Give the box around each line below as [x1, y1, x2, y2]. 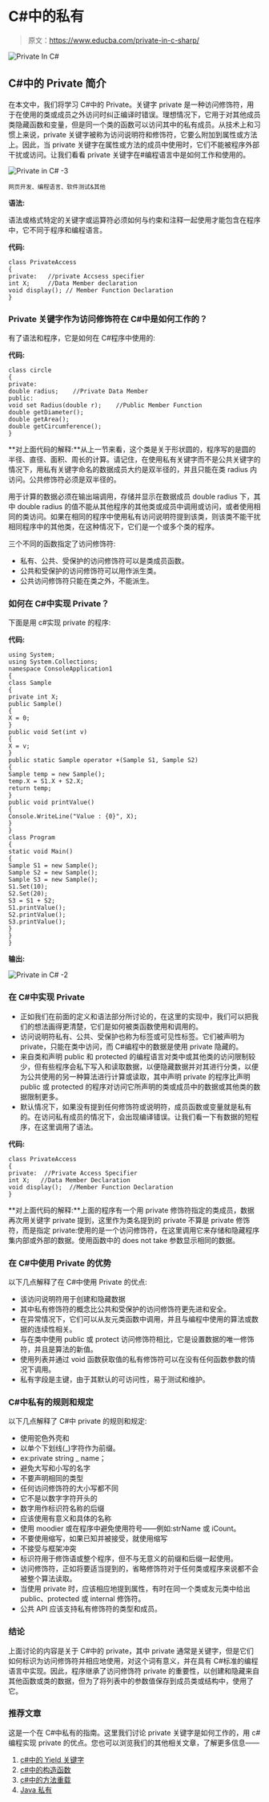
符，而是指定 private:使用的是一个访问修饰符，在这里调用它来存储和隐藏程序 [8, 1225, 260, 1235]
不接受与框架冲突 [19, 1543, 77, 1554]
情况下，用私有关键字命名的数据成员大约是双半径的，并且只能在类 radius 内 [8, 465, 258, 475]
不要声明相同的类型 [19, 1474, 84, 1483]
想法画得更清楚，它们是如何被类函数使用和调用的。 [34, 1021, 203, 1031]
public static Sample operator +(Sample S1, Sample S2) [8, 756, 199, 764]
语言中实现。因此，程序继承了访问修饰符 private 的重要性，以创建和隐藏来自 [8, 1665, 260, 1675]
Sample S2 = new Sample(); [8, 869, 98, 877]
